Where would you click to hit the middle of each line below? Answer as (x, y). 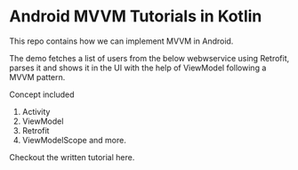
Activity (36, 111)
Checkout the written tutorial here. (72, 157)
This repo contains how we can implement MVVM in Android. (121, 41)
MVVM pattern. (37, 77)
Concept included (42, 94)
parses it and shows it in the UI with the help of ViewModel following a (138, 68)
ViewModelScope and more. (74, 140)
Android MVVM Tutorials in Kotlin (136, 16)
